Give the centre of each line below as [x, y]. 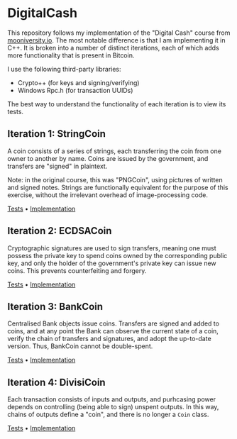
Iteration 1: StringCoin [57, 134]
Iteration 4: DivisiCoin [56, 382]
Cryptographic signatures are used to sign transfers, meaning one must [112, 248]
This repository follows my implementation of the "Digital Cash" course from [119, 33]
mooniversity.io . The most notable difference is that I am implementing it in [116, 40]
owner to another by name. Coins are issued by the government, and [108, 158]
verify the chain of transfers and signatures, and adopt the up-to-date [109, 339]
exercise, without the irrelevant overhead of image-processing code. [108, 195]
